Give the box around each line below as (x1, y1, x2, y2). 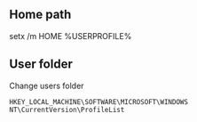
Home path (9, 7, 72, 22)
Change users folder (9, 80, 84, 91)
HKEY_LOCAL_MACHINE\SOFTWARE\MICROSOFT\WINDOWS (9, 97, 189, 106)
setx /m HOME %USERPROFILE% (9, 30, 132, 41)
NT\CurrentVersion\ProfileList (9, 105, 125, 114)
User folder (9, 57, 73, 72)
